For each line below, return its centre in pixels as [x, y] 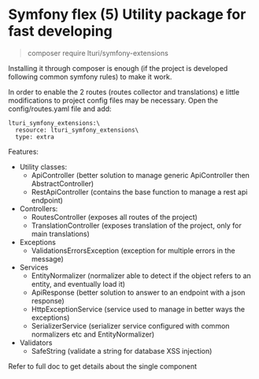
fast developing [60, 31]
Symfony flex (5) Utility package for [127, 15]
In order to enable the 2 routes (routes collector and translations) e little [124, 91]
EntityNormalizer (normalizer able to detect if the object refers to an [141, 275]
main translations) [61, 233]
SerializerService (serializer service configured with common [130, 325]
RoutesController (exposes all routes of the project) [115, 217]
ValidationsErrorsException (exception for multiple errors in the [133, 251]
